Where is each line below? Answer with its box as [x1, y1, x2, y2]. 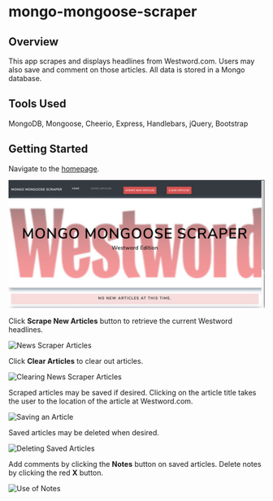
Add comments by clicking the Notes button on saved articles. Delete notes [8, 459, 262, 469]
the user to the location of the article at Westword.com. [8, 396, 193, 406]
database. [8, 74, 42, 83]
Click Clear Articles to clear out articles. [8, 356, 144, 365]
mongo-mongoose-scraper [8, 2, 197, 21]
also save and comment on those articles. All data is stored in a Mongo [8, 65, 245, 75]
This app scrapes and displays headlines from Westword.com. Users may [8, 56, 255, 66]
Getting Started [8, 142, 89, 156]
